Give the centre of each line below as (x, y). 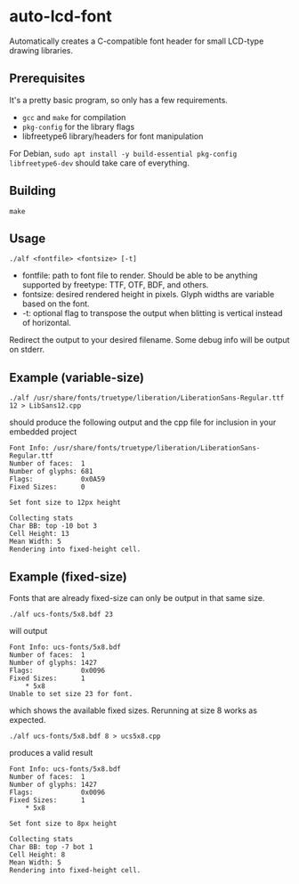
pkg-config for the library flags (78, 126)
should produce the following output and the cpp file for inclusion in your (143, 422)
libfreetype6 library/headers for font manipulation (113, 136)
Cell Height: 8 (37, 855)
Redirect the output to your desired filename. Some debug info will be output (149, 340)
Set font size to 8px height (63, 823)
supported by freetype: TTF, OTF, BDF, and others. (115, 285)
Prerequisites (47, 79)
